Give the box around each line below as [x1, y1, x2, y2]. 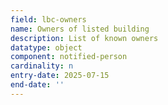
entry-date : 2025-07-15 [10, 71, 110, 81]
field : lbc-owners [10, 14, 87, 25]
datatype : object [10, 42, 83, 53]
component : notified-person [10, 52, 128, 62]
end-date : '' [10, 80, 65, 90]
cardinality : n [10, 61, 74, 71]
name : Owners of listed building [10, 24, 150, 34]
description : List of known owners [10, 33, 159, 43]
